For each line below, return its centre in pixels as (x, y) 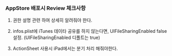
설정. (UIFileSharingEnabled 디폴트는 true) (56, 38)
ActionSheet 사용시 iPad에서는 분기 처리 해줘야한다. (65, 49)
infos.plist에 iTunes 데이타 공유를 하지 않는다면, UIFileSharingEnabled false (90, 31)
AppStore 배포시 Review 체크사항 (46, 8)
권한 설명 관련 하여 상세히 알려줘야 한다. (52, 20)
